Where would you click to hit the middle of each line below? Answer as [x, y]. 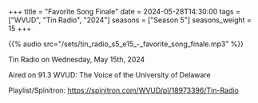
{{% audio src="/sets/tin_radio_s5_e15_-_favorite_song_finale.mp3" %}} [126, 44]
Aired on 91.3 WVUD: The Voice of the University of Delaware [109, 75]
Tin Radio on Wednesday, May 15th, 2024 [77, 59]
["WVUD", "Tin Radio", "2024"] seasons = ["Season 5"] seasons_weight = [130, 20]
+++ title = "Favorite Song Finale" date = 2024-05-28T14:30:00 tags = [125, 12]
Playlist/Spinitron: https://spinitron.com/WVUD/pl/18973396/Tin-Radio [124, 90]
